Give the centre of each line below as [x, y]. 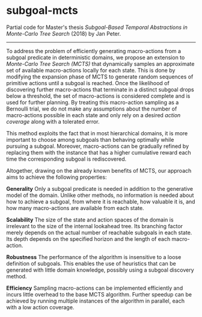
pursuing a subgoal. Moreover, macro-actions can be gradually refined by [98, 146]
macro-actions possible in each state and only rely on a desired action [93, 115]
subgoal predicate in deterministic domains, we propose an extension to [96, 57]
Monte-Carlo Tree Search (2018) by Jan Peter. [64, 33]
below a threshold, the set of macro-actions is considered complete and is [98, 96]
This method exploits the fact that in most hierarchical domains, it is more [97, 133]
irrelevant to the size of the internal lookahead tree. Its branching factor [95, 226]
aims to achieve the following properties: [57, 177]
